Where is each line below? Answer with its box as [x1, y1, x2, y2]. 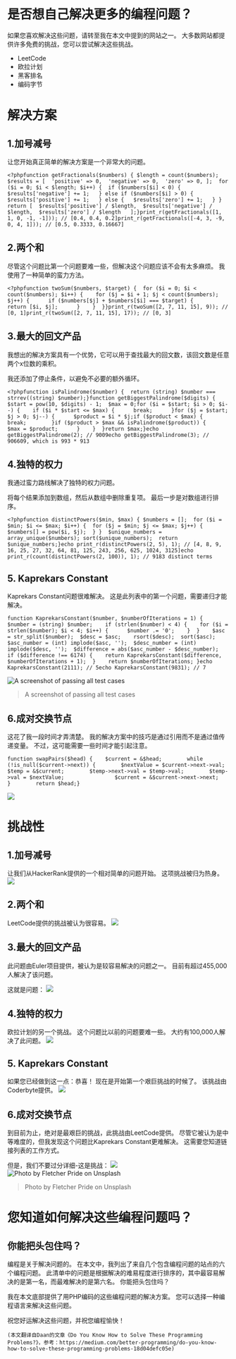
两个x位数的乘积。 [7, 359, 61, 367]
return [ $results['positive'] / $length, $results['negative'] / [7, 202, 213, 209]
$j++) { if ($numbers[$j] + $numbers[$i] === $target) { [7, 297, 194, 304]
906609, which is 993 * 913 [7, 438, 90, 445]
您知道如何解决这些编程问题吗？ [7, 1210, 193, 1226]
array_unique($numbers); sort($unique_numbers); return [7, 535, 178, 542]
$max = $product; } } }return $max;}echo [7, 425, 159, 432]
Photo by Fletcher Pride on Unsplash [24, 1183, 132, 1191]
